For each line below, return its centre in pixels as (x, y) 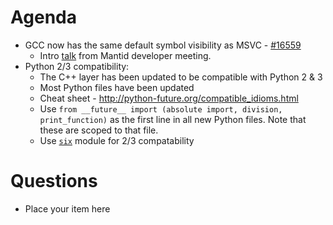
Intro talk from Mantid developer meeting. (125, 55)
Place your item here (67, 208)
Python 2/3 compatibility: (77, 66)
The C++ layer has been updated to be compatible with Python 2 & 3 (181, 77)
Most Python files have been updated (117, 87)
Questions (54, 181)
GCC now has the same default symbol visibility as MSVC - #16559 (163, 45)
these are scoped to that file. (99, 130)
